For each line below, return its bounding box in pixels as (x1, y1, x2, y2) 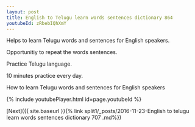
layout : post (6, 9, 40, 15)
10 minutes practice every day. (6, 72, 83, 80)
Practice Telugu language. (6, 60, 72, 67)
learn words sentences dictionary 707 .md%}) (6, 114, 122, 122)
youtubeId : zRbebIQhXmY (6, 20, 67, 26)
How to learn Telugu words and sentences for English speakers (6, 84, 166, 91)
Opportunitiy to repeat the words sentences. (6, 49, 118, 56)
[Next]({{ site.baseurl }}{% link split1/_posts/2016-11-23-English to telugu (6, 108, 190, 115)
